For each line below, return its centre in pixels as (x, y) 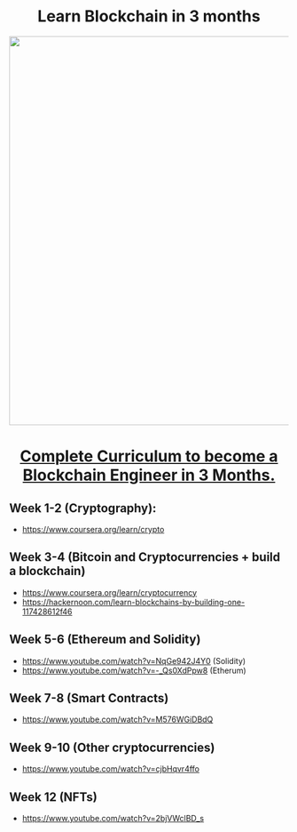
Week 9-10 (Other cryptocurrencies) (112, 747)
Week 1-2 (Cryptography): (83, 508)
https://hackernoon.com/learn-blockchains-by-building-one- (133, 602)
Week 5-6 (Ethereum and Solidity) (105, 640)
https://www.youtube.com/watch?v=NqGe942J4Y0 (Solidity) (134, 660)
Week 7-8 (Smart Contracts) (89, 698)
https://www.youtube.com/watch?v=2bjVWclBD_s (113, 818)
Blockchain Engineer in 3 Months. (149, 475)
